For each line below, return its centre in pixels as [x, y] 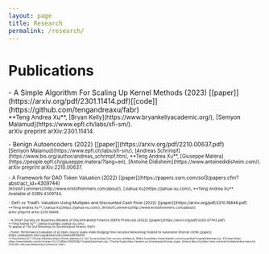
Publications [51, 70]
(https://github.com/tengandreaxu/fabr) [74, 110]
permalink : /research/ [46, 31]
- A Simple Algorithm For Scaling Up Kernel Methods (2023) [108, 92]
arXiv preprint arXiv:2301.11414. [52, 132]
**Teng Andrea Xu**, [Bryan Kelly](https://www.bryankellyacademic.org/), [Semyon [124, 117]
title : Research [35, 23]
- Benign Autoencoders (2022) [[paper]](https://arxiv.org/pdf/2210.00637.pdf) [116, 144]
